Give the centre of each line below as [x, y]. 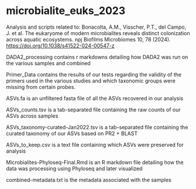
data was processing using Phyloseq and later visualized [74, 169]
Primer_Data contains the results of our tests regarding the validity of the [94, 74]
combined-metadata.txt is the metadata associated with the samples [89, 180]
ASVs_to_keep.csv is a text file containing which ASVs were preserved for [95, 145]
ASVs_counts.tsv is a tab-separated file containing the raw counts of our [94, 109]
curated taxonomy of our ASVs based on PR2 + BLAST [72, 133]
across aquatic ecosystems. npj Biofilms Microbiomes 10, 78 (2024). [88, 39]
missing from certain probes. [41, 87]
